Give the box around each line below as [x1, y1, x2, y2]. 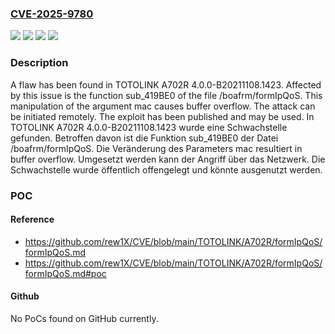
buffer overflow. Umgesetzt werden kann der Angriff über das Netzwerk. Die [10, 153, 326, 165]
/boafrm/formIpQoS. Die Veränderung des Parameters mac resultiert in [10, 142, 303, 154]
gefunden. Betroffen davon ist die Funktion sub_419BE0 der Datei [10, 132, 279, 144]
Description [10, 56, 69, 70]
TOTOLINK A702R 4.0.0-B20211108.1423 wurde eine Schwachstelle [10, 121, 288, 133]
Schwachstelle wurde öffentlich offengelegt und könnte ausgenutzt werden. [10, 163, 323, 176]
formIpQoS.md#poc [24, 267, 107, 279]
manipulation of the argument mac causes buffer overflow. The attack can [10, 100, 316, 112]
